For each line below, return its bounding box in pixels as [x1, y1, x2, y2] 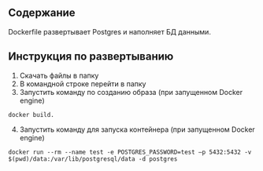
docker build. [8, 111, 55, 118]
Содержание [8, 6, 76, 20]
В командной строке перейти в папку [19, 78, 146, 89]
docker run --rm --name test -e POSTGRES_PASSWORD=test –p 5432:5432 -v [8, 148, 252, 156]
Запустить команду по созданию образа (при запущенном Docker [19, 87, 243, 96]
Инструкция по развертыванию [8, 50, 174, 64]
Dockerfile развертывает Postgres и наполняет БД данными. [8, 27, 211, 36]
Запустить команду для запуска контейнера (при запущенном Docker [19, 125, 256, 134]
